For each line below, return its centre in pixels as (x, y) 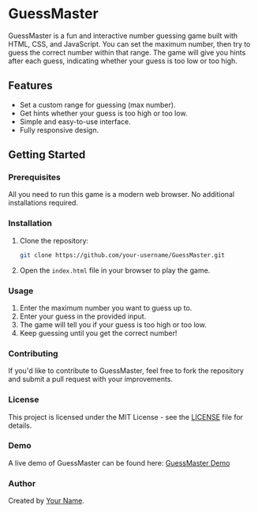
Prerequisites (34, 177)
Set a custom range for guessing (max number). (97, 104)
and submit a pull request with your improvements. (91, 379)
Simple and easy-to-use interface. (75, 121)
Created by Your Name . (46, 501)
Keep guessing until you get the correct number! (98, 333)
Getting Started (47, 155)
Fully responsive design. (59, 130)
